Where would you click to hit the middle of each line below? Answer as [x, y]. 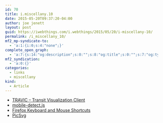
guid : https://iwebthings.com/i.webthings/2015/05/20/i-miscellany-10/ [79, 32]
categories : [17, 68]
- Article [19, 86]
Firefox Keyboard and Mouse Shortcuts [51, 110]
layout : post [18, 28]
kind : [10, 81]
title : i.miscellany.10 [29, 14]
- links [17, 73]
